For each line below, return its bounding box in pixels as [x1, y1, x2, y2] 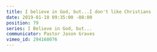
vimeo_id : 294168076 [6, 36, 58, 42]
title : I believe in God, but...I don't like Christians [6, 8, 152, 15]
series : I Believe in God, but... [6, 25, 93, 32]
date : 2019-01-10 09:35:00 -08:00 [6, 14, 93, 20]
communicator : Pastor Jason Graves [6, 31, 95, 37]
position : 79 [6, 20, 39, 26]
